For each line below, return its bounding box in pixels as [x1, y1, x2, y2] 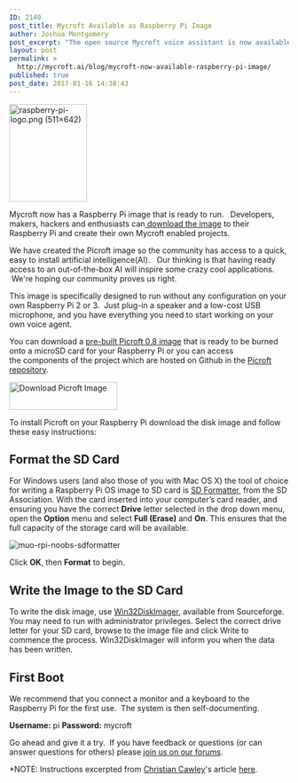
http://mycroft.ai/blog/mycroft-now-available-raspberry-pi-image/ [17, 63, 272, 72]
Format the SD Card [9, 452, 120, 467]
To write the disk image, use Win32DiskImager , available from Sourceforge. [9, 606, 285, 617]
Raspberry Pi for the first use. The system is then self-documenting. [9, 703, 260, 714]
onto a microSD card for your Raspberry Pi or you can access [9, 345, 234, 356]
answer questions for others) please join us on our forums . [9, 747, 223, 757]
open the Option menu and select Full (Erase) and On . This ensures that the [9, 513, 287, 524]
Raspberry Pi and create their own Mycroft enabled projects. [9, 227, 231, 238]
